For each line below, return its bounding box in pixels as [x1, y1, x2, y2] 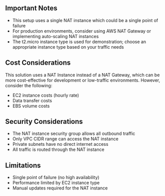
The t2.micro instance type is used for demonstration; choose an [12, 39, 146, 45]
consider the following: [5, 82, 52, 88]
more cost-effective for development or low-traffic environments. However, [5, 77, 160, 83]
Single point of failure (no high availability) [12, 174, 99, 180]
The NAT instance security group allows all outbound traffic [12, 130, 135, 137]
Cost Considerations [5, 59, 71, 67]
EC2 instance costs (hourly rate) [12, 92, 79, 98]
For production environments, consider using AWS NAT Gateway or [12, 28, 151, 34]
